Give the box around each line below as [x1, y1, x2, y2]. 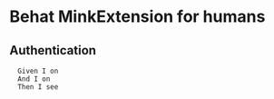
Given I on [17, 66, 59, 75]
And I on [17, 74, 51, 84]
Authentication [9, 43, 97, 58]
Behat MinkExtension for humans [9, 6, 266, 27]
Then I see [17, 83, 59, 92]
